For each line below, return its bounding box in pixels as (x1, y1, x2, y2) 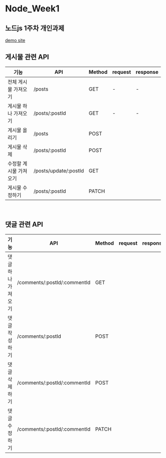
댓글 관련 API (5, 220, 43, 229)
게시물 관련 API (5, 53, 49, 61)
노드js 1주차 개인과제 (5, 24, 65, 32)
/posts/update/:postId (34, 167, 84, 174)
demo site (5, 38, 26, 43)
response (135, 68, 159, 75)
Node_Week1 (5, 3, 60, 14)
